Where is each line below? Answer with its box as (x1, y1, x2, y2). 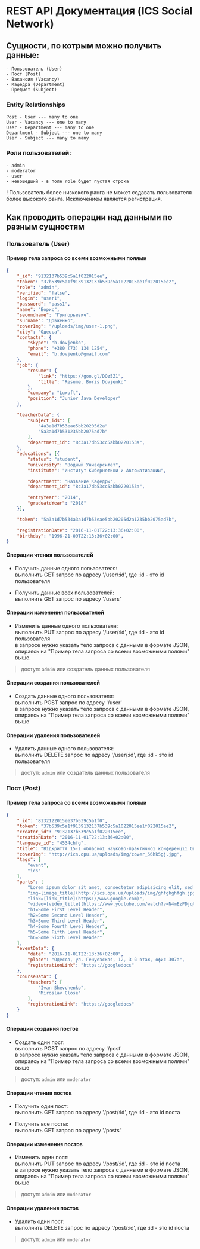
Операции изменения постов (6, 1140, 83, 1147)
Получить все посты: (14, 1120, 68, 1128)
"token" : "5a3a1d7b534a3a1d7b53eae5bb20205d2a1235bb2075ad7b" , (17, 516, 177, 523)
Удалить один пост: (14, 1218, 65, 1225)
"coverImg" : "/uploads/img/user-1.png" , (17, 323, 118, 329)
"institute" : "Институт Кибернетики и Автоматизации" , (27, 468, 167, 474)
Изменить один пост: (14, 1154, 69, 1161)
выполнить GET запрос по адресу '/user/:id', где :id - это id (14, 571, 164, 578)
